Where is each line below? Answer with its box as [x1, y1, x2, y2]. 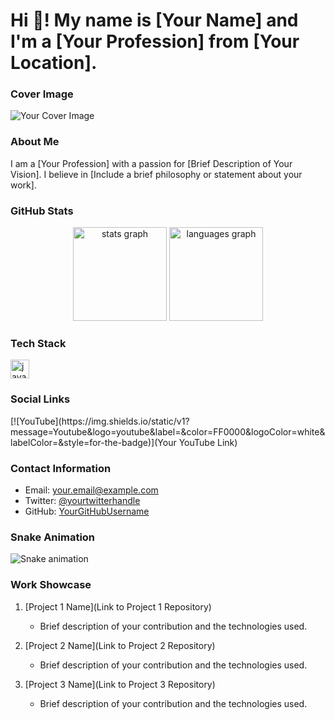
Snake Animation [10, 530, 96, 544]
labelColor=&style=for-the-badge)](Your [10, 436, 177, 448]
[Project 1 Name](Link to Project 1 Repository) [24, 600, 212, 613]
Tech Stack [10, 337, 67, 350]
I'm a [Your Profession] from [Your [10, 30, 300, 53]
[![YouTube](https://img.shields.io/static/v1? [10, 415, 190, 427]
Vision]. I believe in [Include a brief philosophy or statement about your [10, 168, 303, 180]
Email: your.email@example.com [24, 484, 159, 496]
